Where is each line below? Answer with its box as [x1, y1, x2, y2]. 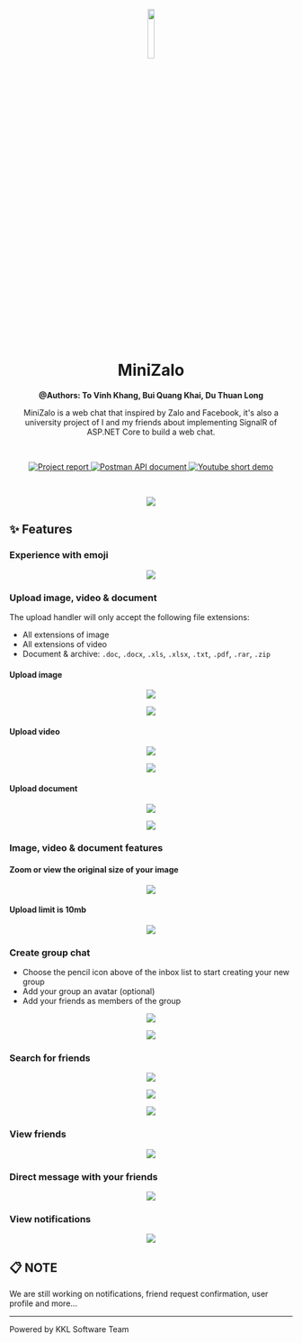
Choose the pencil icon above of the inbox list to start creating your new [22, 967, 290, 978]
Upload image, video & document [9, 591, 157, 604]
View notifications [9, 1212, 92, 1225]
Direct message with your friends [9, 1170, 159, 1183]
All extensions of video [22, 638, 108, 649]
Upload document [9, 782, 78, 793]
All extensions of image [22, 629, 110, 640]
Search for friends [9, 1052, 91, 1064]
